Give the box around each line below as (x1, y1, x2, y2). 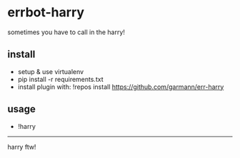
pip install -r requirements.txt (17, 75, 104, 83)
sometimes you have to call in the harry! (7, 28, 125, 36)
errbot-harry (7, 4, 84, 21)
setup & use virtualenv (17, 67, 84, 75)
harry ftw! (7, 142, 36, 151)
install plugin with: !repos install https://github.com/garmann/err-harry (17, 83, 224, 91)
